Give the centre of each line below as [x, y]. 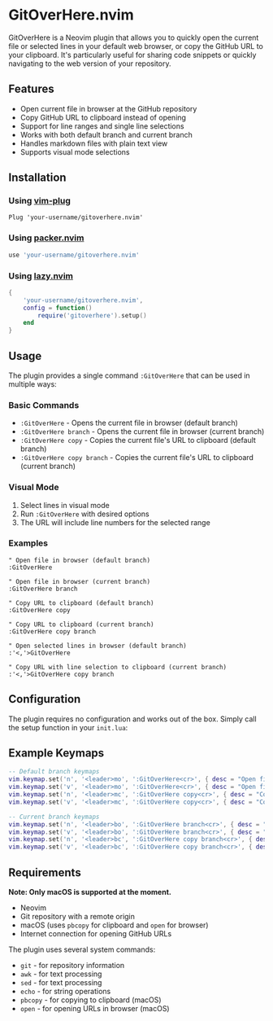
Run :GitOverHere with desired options [85, 514]
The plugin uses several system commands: [82, 949]
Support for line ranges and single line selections [102, 126]
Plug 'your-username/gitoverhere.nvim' [76, 217]
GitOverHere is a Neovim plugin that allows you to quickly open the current [134, 37]
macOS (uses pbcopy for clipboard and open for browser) [114, 925]
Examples [28, 543]
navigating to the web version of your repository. [90, 64]
